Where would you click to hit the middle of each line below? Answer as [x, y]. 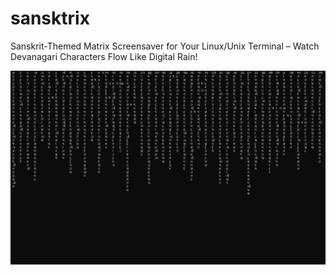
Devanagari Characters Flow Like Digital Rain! [104, 56]
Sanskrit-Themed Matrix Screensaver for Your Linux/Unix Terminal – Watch [165, 46]
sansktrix [50, 18]
